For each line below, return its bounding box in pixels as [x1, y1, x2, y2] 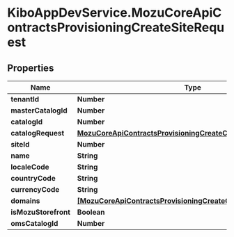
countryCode [10, 174, 56, 183]
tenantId [10, 95, 40, 104]
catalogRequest [10, 129, 65, 138]
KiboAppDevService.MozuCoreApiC [7, 5, 222, 21]
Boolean [77, 207, 106, 217]
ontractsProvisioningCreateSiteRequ [7, 19, 225, 35]
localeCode [10, 162, 50, 172]
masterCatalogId [10, 106, 68, 115]
